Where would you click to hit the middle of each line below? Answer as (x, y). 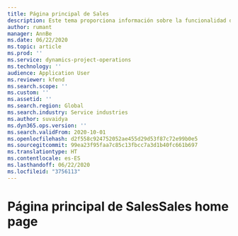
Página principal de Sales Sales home (118, 206)
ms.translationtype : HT (42, 152)
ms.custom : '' (28, 93)
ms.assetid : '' (30, 100)
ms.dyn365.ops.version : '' (47, 125)
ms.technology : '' (34, 66)
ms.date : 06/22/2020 (38, 40)
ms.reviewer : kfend (36, 79)
